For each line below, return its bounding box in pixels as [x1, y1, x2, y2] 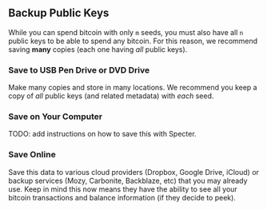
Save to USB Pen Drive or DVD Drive [8, 64, 150, 75]
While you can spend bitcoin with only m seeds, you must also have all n [8, 27, 244, 37]
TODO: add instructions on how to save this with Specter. [8, 129, 197, 139]
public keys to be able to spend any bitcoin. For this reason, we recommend [8, 36, 258, 46]
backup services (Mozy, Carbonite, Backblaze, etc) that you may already [8, 176, 248, 185]
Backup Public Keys [8, 6, 110, 20]
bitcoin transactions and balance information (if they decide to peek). [8, 192, 236, 202]
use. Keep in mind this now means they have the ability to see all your [8, 184, 237, 194]
